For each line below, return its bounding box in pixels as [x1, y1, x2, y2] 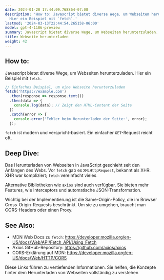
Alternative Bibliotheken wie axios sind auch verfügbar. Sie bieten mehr [5, 182, 149, 188]
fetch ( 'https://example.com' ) [5, 89, 67, 94]
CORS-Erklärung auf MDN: [12, 250, 66, 256]
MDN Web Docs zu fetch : [12, 234, 64, 240]
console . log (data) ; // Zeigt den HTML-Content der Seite [14, 103, 132, 108]
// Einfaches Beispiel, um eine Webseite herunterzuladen [5, 85, 125, 89]
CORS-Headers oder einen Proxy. [5, 207, 73, 213]
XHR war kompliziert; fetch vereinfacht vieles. [5, 172, 98, 178]
